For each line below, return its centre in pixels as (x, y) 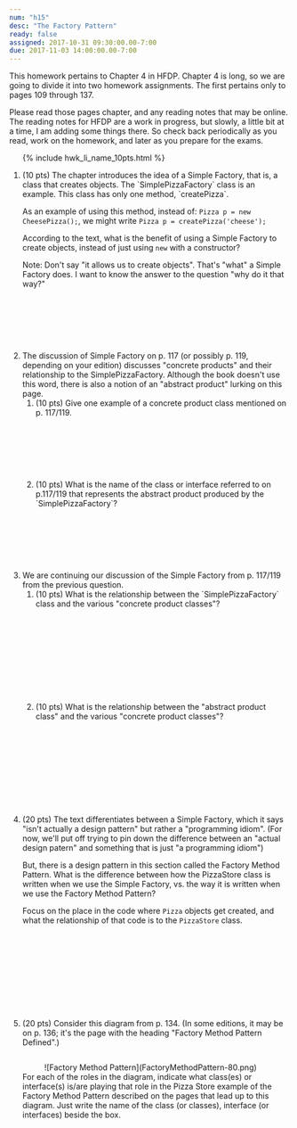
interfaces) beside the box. (72, 1115)
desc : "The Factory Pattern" (63, 26)
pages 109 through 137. (52, 95)
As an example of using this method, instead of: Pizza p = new (136, 211)
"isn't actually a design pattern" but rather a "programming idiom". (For (152, 829)
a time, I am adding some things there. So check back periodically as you (143, 131)
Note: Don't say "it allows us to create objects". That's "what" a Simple (152, 265)
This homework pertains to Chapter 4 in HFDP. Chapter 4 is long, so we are (147, 76)
